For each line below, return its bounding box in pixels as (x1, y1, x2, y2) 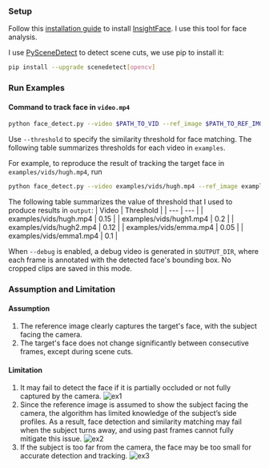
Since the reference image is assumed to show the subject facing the (19, 400, 249, 409)
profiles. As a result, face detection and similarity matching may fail (19, 417, 243, 426)
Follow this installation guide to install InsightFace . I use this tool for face (8, 24, 247, 34)
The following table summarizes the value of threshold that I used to (8, 197, 233, 207)
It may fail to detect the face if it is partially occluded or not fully (19, 383, 231, 393)
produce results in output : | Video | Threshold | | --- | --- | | (8, 206, 204, 216)
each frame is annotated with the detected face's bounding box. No (8, 255, 232, 265)
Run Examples (8, 83, 66, 94)
